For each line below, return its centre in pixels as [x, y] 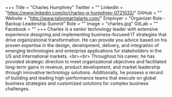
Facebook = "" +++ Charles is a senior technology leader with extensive [82, 29]
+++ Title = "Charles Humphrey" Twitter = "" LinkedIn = [64, 7]
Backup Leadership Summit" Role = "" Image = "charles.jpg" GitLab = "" [82, 23]
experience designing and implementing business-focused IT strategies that [86, 34]
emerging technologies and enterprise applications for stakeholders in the [83, 51]
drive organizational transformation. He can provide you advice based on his [86, 40]
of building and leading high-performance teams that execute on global [81, 78]
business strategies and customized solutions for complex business [77, 83]
